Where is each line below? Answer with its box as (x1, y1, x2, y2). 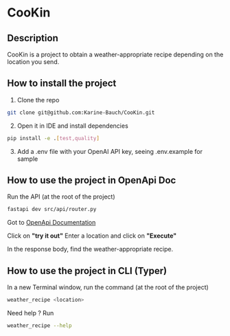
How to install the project (7, 78, 117, 89)
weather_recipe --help (7, 322, 72, 329)
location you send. (7, 58, 60, 66)
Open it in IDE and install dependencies (16, 122, 128, 130)
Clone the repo (16, 96, 60, 104)
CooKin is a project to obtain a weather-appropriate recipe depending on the (7, 50, 224, 58)
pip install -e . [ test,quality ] (7, 135, 100, 142)
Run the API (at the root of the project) (7, 192, 115, 201)
